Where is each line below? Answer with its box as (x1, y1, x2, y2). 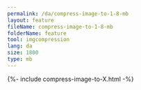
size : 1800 (7, 50, 39, 57)
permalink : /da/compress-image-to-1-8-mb (7, 10, 129, 17)
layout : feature (7, 17, 54, 24)
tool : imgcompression (7, 36, 70, 43)
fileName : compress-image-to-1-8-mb (7, 23, 113, 30)
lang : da (7, 43, 33, 50)
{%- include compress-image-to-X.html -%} (7, 75, 134, 83)
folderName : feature (7, 29, 67, 37)
